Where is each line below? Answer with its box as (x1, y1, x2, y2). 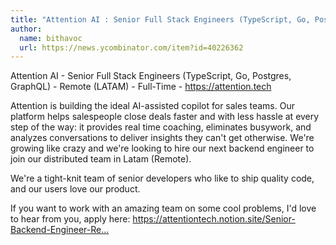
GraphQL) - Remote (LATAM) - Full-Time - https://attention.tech (10, 81, 272, 93)
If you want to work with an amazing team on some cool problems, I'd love (10, 202, 317, 215)
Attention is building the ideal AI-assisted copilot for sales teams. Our (10, 100, 295, 112)
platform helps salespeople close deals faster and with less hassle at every (10, 111, 320, 123)
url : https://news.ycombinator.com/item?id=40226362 (19, 42, 244, 53)
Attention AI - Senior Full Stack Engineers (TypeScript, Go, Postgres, (10, 70, 292, 82)
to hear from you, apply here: (10, 213, 131, 225)
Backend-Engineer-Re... (10, 224, 110, 236)
